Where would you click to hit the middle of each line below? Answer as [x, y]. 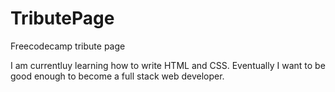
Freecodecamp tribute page [68, 46]
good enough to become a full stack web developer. [117, 76]
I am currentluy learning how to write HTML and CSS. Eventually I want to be [168, 65]
